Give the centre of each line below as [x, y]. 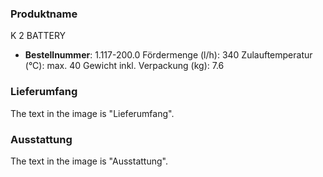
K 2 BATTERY [38, 36]
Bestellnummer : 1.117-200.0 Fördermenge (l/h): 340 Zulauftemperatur [168, 55]
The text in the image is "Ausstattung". [89, 161]
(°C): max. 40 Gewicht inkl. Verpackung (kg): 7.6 [124, 66]
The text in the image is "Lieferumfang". [92, 113]
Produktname [44, 14]
